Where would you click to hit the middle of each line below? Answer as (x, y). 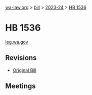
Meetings (21, 86)
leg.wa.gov (17, 42)
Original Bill (25, 70)
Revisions (21, 58)
